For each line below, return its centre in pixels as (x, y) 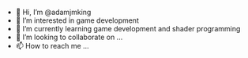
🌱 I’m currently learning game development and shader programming (128, 29)
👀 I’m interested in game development (77, 20)
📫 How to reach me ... (52, 46)
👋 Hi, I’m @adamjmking (53, 12)
